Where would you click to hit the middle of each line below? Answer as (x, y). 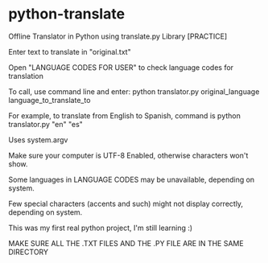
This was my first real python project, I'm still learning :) (101, 228)
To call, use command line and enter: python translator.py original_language (134, 91)
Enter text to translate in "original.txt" (70, 51)
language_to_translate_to (49, 100)
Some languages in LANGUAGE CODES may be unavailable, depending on (132, 179)
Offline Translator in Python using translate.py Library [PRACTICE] (118, 36)
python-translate (67, 14)
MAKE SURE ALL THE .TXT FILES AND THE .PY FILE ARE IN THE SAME (126, 243)
